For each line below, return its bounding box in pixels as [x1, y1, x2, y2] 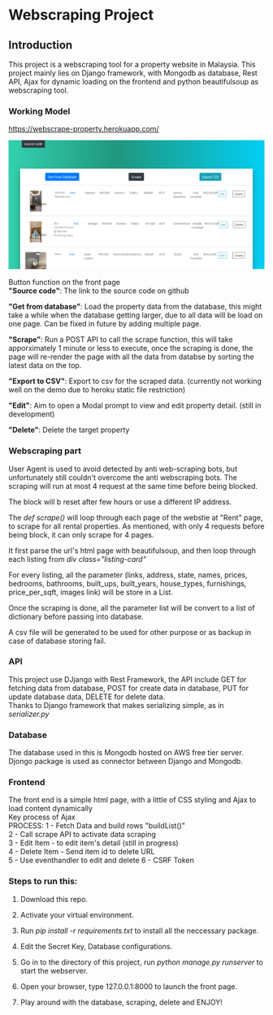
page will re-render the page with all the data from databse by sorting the [8, 352, 254, 362]
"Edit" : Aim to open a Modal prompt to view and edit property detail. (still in [8, 400, 262, 411]
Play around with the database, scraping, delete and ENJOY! [19, 997, 223, 1007]
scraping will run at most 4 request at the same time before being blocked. [8, 481, 258, 490]
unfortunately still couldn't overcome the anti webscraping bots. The [8, 473, 237, 482]
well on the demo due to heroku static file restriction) [8, 385, 186, 395]
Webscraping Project [8, 6, 154, 24]
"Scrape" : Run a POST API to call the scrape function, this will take [8, 335, 233, 344]
